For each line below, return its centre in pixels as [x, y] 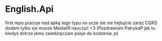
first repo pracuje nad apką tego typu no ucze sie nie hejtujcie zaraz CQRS [81, 23]
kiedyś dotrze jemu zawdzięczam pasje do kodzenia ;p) [62, 33]
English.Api [29, 9]
